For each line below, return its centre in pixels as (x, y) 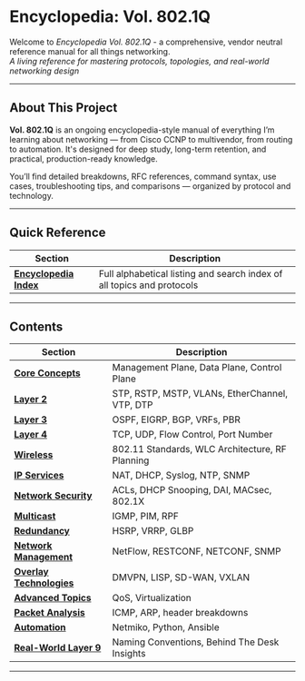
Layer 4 (31, 435)
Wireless (34, 455)
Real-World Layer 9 (58, 648)
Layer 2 (31, 400)
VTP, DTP (133, 405)
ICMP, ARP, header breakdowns (180, 613)
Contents (36, 326)
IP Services (39, 476)
